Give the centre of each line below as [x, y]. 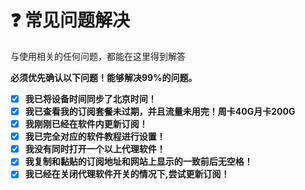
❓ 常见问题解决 [70, 20]
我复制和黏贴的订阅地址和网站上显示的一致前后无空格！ [138, 162]
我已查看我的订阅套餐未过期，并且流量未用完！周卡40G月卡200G [160, 111]
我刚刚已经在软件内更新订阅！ [86, 124]
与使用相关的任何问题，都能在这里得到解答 [98, 56]
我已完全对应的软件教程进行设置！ [95, 137]
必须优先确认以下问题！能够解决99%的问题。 [104, 77]
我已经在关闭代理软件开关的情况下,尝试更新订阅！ [127, 174]
